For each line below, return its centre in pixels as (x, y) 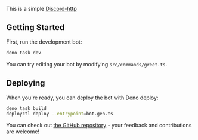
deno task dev (24, 53)
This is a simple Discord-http (41, 9)
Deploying (26, 83)
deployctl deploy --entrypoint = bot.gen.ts (60, 114)
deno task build (26, 108)
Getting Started (35, 27)
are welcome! (23, 132)
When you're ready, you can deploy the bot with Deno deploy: (82, 98)
